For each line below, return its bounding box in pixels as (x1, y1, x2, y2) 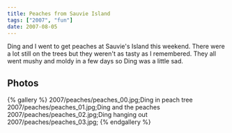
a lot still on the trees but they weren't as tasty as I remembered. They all (7, 49, 217, 58)
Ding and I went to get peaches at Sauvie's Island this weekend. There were (7, 42, 225, 51)
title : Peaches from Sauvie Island (7, 10, 111, 17)
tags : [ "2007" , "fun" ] (7, 17, 73, 24)
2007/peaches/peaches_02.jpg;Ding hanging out (7, 111, 148, 119)
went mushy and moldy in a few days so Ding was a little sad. (7, 57, 183, 65)
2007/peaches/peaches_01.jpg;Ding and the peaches (7, 103, 160, 111)
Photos (7, 77, 39, 89)
